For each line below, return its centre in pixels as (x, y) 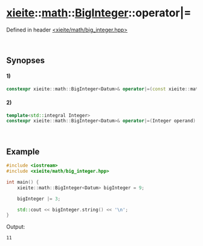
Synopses (26, 61)
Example (23, 151)
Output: (16, 227)
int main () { (23, 182)
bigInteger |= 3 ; (39, 199)
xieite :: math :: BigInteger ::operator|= (99, 13)
